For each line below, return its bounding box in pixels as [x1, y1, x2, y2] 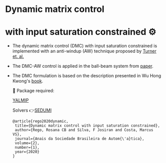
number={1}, [14, 145, 40, 150]
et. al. [12, 53, 24, 59]
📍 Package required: [12, 88, 55, 94]
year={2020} [14, 150, 40, 155]
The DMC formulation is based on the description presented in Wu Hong [12, 73, 162, 79]
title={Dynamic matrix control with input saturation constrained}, [14, 123, 161, 128]
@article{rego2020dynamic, [12, 119, 69, 124]
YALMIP [12, 97, 29, 103]
